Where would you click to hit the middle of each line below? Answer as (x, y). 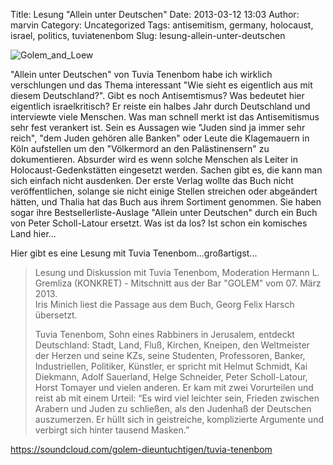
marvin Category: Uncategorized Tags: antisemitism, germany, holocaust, (162, 25)
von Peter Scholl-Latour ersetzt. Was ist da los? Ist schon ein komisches (159, 223)
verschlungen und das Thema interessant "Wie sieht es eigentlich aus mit (161, 85)
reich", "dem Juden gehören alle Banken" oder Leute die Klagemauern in (160, 138)
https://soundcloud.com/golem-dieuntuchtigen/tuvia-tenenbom (141, 449)
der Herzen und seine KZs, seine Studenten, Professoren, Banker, (170, 355)
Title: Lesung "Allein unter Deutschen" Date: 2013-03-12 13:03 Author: (155, 14)
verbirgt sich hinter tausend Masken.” (112, 430)
